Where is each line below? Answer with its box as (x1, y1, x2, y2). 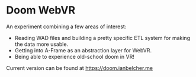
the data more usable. (14, 41, 69, 48)
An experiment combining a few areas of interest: (6, 23, 127, 30)
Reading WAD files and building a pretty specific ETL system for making (14, 34, 191, 41)
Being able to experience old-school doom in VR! (14, 53, 134, 60)
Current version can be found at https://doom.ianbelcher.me (6, 64, 153, 71)
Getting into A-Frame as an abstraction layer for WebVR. (14, 46, 152, 53)
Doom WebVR (6, 4, 76, 17)
